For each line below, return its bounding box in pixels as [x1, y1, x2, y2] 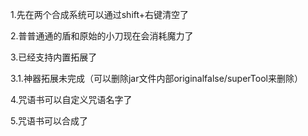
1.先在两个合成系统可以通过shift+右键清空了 [10, 9, 190, 20]
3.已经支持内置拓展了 [10, 51, 98, 63]
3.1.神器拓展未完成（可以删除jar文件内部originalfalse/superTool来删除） [10, 73, 303, 84]
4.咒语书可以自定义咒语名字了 [10, 94, 133, 105]
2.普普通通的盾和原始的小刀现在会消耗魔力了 [10, 30, 194, 42]
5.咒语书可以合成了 [10, 115, 88, 127]
